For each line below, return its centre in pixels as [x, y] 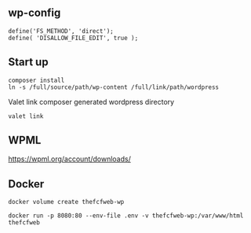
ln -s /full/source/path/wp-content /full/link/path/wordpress [114, 87]
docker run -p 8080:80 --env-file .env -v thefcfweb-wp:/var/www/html [126, 216]
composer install [36, 80]
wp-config [35, 13]
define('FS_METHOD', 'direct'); [61, 31]
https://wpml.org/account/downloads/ [69, 159]
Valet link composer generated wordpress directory [91, 102]
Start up [28, 62]
